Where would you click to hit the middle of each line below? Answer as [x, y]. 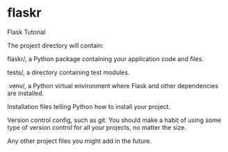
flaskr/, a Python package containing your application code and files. [105, 59]
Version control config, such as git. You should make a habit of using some [114, 120]
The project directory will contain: [56, 45]
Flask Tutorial [26, 32]
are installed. [26, 93]
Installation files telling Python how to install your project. [89, 106]
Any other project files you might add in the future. [79, 141]
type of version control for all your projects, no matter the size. [97, 127]
